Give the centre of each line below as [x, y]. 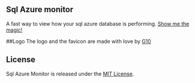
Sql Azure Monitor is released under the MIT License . [70, 74]
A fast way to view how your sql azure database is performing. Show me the [98, 23]
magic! [14, 30]
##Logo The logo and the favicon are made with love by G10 [79, 41]
